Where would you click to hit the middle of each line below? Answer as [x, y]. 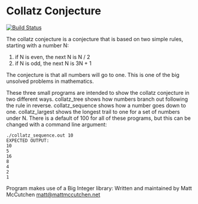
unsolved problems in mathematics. [50, 81]
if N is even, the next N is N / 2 [53, 57]
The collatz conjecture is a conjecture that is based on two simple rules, [95, 39]
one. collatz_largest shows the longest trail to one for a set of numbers [93, 112]
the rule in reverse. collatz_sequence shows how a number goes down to [96, 105]
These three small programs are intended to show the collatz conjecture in [98, 92]
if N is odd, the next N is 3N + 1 [53, 63]
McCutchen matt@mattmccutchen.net [53, 194]
